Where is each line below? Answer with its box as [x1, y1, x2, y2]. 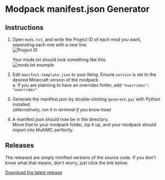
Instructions [5, 23, 44, 32]
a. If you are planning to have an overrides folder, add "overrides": [12, 82, 150, 88]
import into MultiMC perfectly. [12, 127, 74, 133]
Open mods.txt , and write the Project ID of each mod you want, [12, 36, 141, 42]
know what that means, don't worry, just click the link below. [5, 160, 128, 166]
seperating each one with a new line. [12, 42, 88, 48]
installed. [12, 101, 31, 107]
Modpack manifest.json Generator [5, 3, 150, 15]
